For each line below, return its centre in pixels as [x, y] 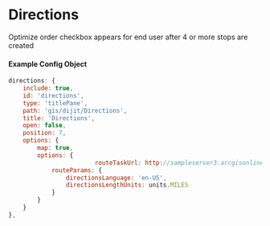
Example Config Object [48, 64]
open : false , [45, 126]
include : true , [48, 89]
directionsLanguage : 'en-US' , [116, 178]
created [21, 45]
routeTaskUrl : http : [129, 163]
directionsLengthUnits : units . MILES [127, 185]
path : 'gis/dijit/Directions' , [75, 111]
